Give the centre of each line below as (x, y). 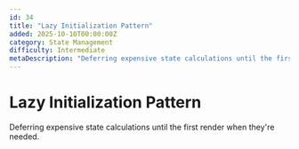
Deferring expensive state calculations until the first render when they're (142, 127)
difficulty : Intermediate (57, 51)
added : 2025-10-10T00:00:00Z (63, 34)
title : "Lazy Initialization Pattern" (81, 26)
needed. (24, 136)
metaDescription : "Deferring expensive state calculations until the (141, 59)
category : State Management (61, 42)
